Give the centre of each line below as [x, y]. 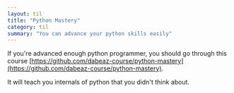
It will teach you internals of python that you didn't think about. [98, 82]
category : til [28, 27]
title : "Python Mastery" [44, 20]
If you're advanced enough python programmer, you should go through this [117, 54]
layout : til [25, 14]
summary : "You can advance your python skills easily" [90, 33]
